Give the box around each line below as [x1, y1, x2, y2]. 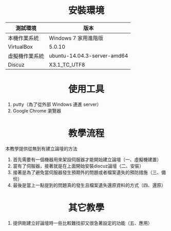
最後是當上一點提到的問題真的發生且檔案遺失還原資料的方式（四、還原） [12, 182, 166, 188]
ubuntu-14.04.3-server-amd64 [49, 52, 128, 59]
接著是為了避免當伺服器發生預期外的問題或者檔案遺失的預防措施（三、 [12, 169, 162, 175]
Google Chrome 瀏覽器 [12, 107, 62, 113]
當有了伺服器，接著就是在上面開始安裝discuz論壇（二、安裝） [12, 163, 144, 169]
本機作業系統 [8, 34, 40, 42]
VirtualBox [8, 43, 33, 50]
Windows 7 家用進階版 [49, 34, 104, 42]
